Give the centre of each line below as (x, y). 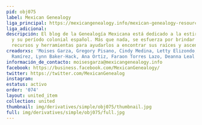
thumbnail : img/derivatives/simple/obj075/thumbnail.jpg (79, 107)
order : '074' (23, 90)
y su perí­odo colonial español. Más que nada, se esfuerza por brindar (103, 40)
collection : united (31, 101)
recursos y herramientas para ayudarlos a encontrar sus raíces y (96, 46)
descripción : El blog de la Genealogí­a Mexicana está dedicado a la (94, 34)
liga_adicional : (26, 29)
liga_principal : (26, 23)
